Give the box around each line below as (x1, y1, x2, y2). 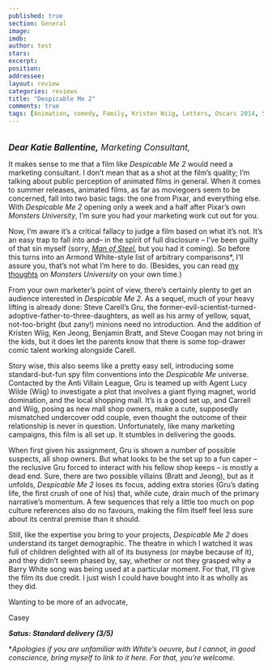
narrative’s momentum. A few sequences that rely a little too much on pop (8, 497, 255, 507)
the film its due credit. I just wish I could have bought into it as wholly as (8, 573, 249, 583)
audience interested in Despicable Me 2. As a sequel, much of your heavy (8, 294, 255, 303)
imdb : (8, 34, 27, 43)
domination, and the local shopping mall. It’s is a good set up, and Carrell (8, 396, 251, 405)
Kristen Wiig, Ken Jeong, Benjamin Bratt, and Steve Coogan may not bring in (8, 329, 263, 337)
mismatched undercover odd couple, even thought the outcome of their (8, 413, 248, 422)
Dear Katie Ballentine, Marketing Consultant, (8, 142, 190, 153)
